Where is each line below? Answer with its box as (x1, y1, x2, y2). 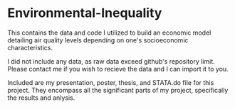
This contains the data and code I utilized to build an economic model (7, 28, 211, 37)
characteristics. (7, 43, 53, 52)
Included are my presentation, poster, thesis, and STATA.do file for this (7, 78, 214, 86)
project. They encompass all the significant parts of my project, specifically (7, 86, 229, 94)
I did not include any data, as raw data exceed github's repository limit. (7, 57, 215, 65)
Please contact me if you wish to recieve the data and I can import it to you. (7, 64, 229, 73)
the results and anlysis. (7, 93, 75, 102)
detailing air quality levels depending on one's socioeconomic (7, 35, 189, 44)
